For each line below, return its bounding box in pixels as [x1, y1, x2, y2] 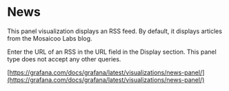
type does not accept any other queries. [7, 54, 121, 63]
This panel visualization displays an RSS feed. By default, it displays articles [7, 27, 223, 35]
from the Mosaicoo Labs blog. [7, 34, 92, 42]
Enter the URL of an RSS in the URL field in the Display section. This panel [7, 48, 217, 56]
